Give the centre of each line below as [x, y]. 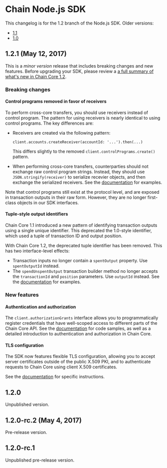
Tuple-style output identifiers [37, 214]
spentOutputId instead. [36, 266]
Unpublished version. [27, 404]
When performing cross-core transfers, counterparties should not [80, 166]
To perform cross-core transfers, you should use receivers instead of [77, 112]
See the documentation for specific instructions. [55, 377]
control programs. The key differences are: [49, 123]
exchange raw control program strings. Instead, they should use [78, 172]
